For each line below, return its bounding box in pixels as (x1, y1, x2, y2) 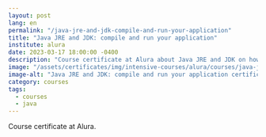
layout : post (8, 11, 51, 20)
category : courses (8, 78, 69, 86)
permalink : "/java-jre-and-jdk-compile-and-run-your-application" (8, 26, 232, 34)
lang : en (8, 19, 37, 27)
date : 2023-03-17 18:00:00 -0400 (8, 48, 119, 56)
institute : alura (8, 41, 66, 49)
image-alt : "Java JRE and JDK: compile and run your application (8, 70, 228, 78)
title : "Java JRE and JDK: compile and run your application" (8, 33, 218, 42)
